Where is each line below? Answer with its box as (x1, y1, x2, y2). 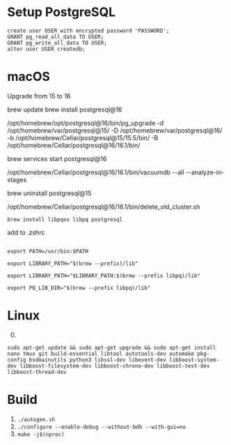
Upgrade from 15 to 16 (7, 91, 71, 100)
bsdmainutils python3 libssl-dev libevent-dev (29, 356, 167, 363)
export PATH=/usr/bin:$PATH (7, 248, 89, 255)
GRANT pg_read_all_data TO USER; (7, 33, 104, 40)
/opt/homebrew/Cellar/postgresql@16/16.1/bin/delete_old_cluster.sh (7, 202, 200, 211)
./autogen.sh (17, 416, 56, 423)
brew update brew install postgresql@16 (7, 105, 122, 114)
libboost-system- (169, 356, 219, 363)
